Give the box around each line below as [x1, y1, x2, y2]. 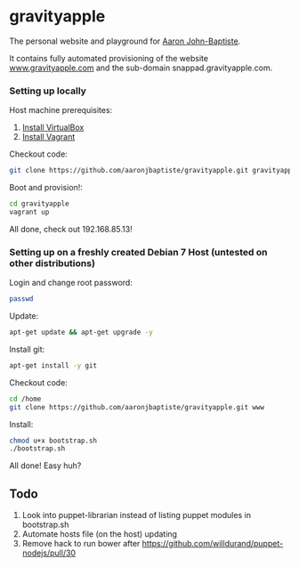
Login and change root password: [9, 278, 133, 288]
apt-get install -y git [9, 360, 98, 370]
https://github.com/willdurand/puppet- [141, 539, 284, 549]
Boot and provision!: [9, 182, 83, 193]
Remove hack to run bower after [21, 539, 141, 549]
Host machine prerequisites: [9, 105, 113, 116]
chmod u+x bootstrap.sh [9, 436, 98, 445]
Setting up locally [9, 85, 87, 97]
